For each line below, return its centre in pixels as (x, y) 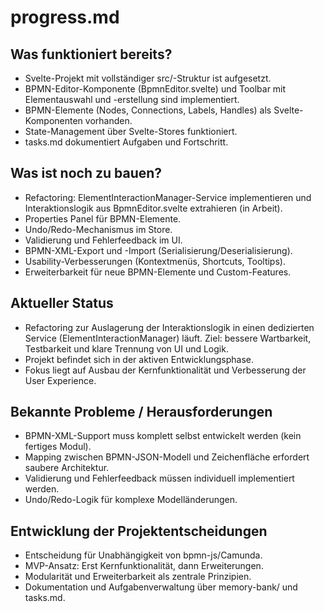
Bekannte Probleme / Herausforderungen (141, 412)
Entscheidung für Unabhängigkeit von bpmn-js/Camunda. (143, 555)
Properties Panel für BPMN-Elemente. (103, 218)
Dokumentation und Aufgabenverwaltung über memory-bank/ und (161, 587)
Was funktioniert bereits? (91, 54)
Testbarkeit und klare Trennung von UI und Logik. (126, 348)
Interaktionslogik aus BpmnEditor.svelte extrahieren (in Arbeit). (153, 208)
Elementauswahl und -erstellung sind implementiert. (132, 99)
